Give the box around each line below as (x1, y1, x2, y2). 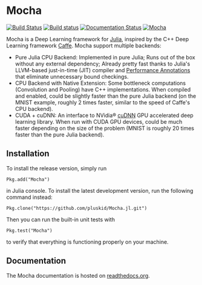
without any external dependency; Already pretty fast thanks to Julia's (15, 60, 191, 67)
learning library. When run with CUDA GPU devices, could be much (15, 118, 183, 125)
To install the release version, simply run (6, 164, 107, 172)
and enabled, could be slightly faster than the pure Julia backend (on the (15, 92, 197, 99)
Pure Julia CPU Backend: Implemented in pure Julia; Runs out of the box (15, 53, 195, 61)
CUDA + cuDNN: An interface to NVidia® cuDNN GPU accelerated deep (15, 112, 194, 119)
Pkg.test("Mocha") (6, 227, 53, 233)
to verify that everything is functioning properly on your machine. (6, 238, 169, 246)
